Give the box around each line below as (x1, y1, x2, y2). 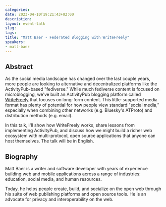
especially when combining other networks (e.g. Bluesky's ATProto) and (5, 107, 153, 113)
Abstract (5, 63, 33, 71)
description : (5, 16, 32, 21)
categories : (5, 7, 30, 12)
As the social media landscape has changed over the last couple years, (5, 75, 151, 82)
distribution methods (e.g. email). (5, 113, 73, 119)
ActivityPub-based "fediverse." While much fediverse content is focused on (5, 86, 160, 92)
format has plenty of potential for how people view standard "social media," (5, 102, 160, 108)
